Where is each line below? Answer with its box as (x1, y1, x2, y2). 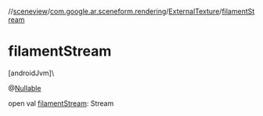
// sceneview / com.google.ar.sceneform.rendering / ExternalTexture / (8, 7, 222, 16)
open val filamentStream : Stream (8, 98, 114, 108)
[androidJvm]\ (8, 68, 55, 78)
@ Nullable (8, 83, 41, 92)
